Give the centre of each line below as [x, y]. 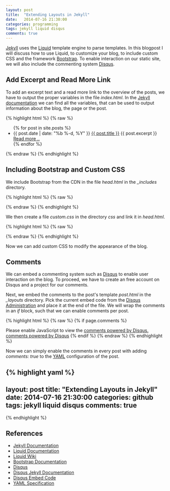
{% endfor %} [28, 144]
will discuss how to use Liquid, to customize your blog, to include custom [82, 53]
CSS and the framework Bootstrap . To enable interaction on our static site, [83, 58]
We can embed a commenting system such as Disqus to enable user [77, 274]
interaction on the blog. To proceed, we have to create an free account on [83, 279]
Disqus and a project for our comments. [47, 285]
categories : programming [32, 24]
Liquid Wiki [25, 457]
